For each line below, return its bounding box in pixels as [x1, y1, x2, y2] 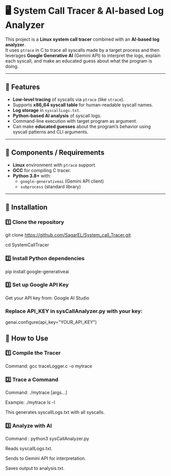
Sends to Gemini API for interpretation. [5, 455, 87, 462]
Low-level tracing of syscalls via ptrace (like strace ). [12, 96, 125, 102]
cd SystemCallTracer [5, 242, 49, 248]
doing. [5, 63, 19, 69]
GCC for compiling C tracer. [12, 167, 71, 173]
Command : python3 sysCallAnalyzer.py [5, 436, 90, 442]
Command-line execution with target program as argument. [12, 118, 137, 124]
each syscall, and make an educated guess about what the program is [5, 58, 153, 64]
